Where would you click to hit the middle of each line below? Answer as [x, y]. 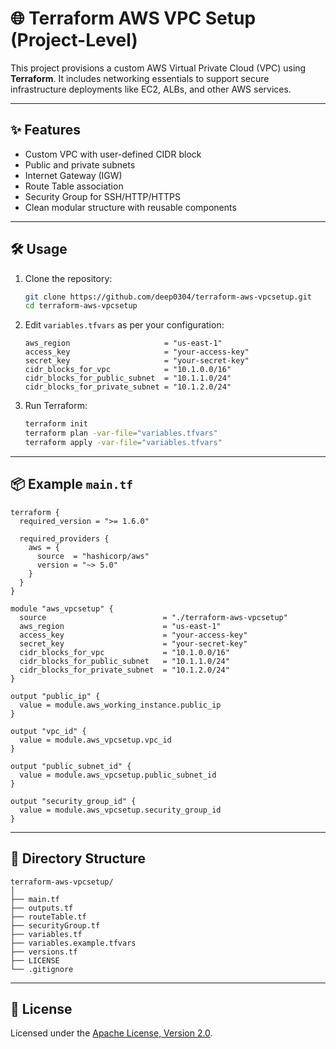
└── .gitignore [42, 969]
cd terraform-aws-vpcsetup [81, 306]
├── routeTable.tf [48, 917]
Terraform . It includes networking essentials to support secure [140, 78]
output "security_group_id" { [73, 801]
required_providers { [64, 538]
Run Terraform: [56, 406]
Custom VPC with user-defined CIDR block [113, 154]
